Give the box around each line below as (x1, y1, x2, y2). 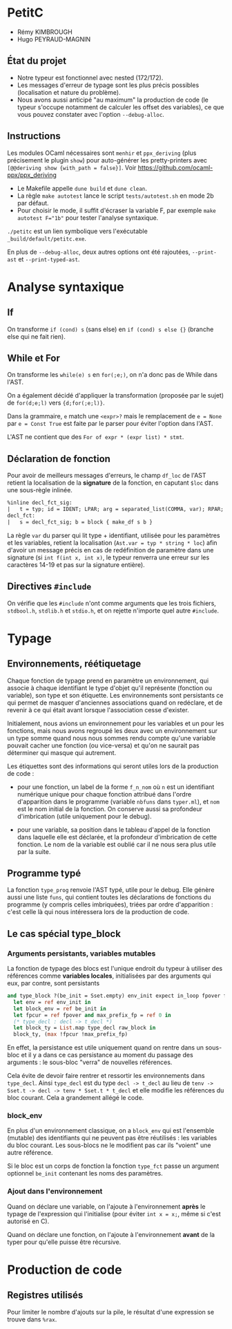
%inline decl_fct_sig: (7, 499, 72, 506)
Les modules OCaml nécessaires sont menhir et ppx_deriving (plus (7, 149, 197, 157)
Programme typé (7, 867, 81, 879)
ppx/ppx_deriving (7, 171, 57, 179)
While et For (7, 352, 61, 364)
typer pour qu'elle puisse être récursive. (7, 1238, 122, 1246)
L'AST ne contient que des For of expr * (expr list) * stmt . (7, 433, 184, 441)
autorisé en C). (7, 1217, 50, 1225)
